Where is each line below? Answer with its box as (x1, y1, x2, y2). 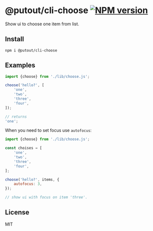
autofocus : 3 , (14, 181, 42, 187)
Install (5, 35, 24, 43)
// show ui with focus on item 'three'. (5, 195, 88, 200)
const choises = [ (5, 146, 42, 151)
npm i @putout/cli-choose (5, 48, 57, 53)
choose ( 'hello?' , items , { (5, 177, 60, 182)
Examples (5, 61, 35, 70)
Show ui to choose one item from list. (5, 21, 79, 27)
